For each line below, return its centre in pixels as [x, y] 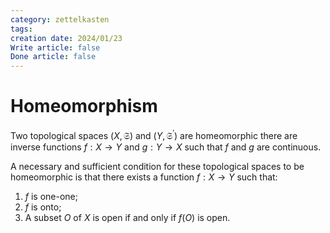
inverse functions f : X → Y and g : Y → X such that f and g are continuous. [166, 147]
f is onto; [43, 207]
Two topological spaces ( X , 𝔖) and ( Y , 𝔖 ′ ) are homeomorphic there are [154, 134]
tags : [21, 29]
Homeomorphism [84, 106]
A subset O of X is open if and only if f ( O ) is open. [127, 217]
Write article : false [55, 47]
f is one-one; [51, 196]
